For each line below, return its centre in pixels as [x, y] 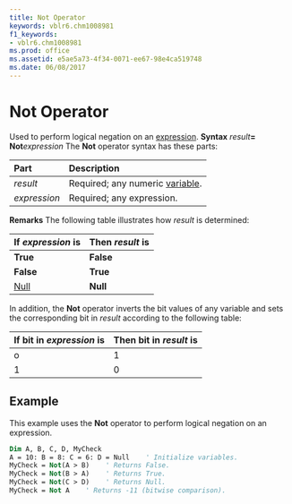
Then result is [119, 242]
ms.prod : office [39, 51]
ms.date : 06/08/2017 [48, 68]
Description [94, 168]
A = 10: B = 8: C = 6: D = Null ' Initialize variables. [124, 457]
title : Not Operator [48, 17]
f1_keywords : [34, 34]
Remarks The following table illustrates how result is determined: [129, 219]
